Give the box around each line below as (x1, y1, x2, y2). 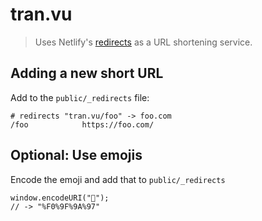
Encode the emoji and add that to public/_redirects (10, 173, 226, 185)
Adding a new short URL (10, 65, 164, 82)
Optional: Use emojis (10, 147, 143, 164)
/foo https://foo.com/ (10, 119, 155, 130)
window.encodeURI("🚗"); (10, 193, 110, 203)
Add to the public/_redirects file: (10, 91, 150, 103)
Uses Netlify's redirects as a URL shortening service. (34, 36, 253, 48)
